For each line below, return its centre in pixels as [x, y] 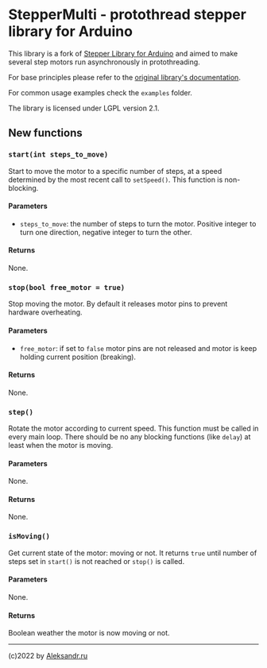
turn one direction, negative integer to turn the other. [106, 232]
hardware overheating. [45, 312]
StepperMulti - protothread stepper [127, 15]
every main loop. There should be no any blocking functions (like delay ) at [130, 437]
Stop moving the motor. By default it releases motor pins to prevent [118, 304]
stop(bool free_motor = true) [67, 287]
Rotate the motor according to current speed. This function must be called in [133, 429]
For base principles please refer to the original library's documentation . [124, 77]
